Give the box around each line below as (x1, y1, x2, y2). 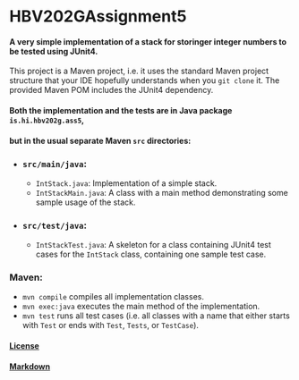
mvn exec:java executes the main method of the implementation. (21, 301, 261, 312)
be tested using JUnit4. (9, 46, 98, 56)
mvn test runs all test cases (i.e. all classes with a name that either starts (21, 310, 291, 321)
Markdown (9, 360, 51, 372)
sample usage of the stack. (35, 197, 136, 207)
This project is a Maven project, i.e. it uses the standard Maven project (9, 65, 269, 77)
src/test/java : (21, 219, 88, 232)
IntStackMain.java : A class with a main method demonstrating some (35, 187, 288, 198)
